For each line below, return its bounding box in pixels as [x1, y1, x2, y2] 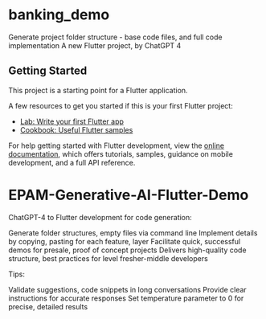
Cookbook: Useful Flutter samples [19, 125, 133, 134]
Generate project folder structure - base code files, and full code [8, 32, 223, 42]
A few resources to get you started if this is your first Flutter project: [8, 100, 233, 110]
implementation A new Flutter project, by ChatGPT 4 [8, 40, 182, 50]
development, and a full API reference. [8, 157, 136, 167]
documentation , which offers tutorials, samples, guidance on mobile [8, 149, 233, 158]
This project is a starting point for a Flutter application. [8, 85, 188, 95]
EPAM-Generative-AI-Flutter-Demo [8, 186, 249, 204]
